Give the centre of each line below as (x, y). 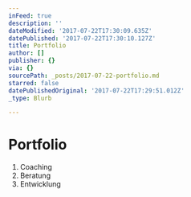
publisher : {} (32, 61)
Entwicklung (41, 184)
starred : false (34, 83)
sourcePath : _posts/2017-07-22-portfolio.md (84, 76)
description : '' (35, 23)
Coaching (36, 167)
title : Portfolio (37, 46)
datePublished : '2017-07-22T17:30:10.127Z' (82, 38)
